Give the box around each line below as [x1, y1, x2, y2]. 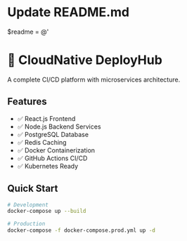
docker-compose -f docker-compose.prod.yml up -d [7, 227, 156, 234]
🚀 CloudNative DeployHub [7, 52, 163, 68]
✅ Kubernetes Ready [17, 162, 79, 170]
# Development [7, 201, 49, 208]
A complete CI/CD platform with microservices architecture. [7, 75, 181, 84]
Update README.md [7, 4, 130, 20]
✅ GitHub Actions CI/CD [17, 154, 88, 162]
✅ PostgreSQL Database [17, 130, 89, 138]
